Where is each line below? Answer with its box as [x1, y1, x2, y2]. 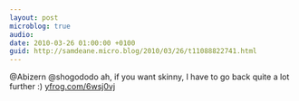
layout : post [9, 13, 59, 23]
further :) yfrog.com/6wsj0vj [9, 81, 116, 92]
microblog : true [9, 22, 71, 31]
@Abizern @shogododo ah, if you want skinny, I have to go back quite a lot [9, 71, 290, 82]
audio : [9, 30, 34, 39]
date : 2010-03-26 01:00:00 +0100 [9, 38, 136, 48]
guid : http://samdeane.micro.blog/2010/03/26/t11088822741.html [9, 47, 257, 56]
